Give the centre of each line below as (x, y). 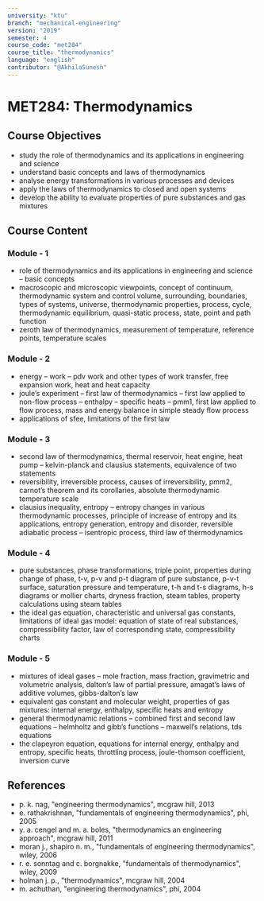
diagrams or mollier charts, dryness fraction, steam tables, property (130, 596)
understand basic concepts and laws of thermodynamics (112, 172)
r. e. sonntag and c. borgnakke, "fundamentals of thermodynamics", (130, 864)
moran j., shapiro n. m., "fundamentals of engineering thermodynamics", (137, 847)
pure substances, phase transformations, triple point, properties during (135, 570)
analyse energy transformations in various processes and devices (126, 181)
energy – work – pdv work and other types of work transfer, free (124, 376)
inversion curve (44, 760)
